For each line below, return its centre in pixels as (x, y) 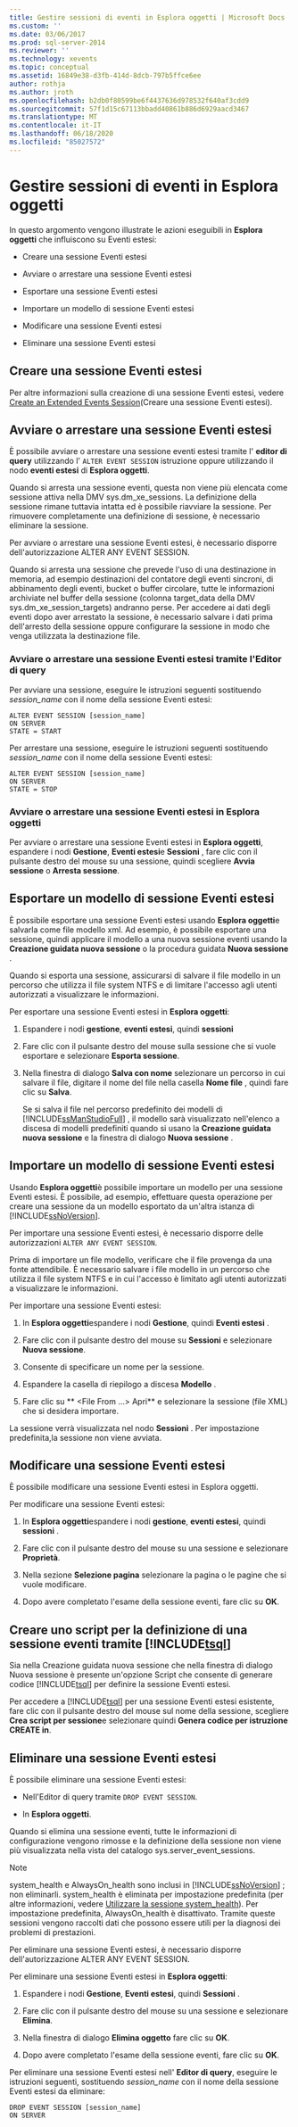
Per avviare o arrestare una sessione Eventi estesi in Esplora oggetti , (136, 842)
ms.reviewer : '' (39, 51)
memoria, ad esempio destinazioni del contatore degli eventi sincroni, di (141, 579)
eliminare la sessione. (49, 526)
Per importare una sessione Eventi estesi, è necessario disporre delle (137, 1233)
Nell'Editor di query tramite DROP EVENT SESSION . (110, 1796)
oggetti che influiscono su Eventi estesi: (83, 239)
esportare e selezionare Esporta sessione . (101, 1055)
